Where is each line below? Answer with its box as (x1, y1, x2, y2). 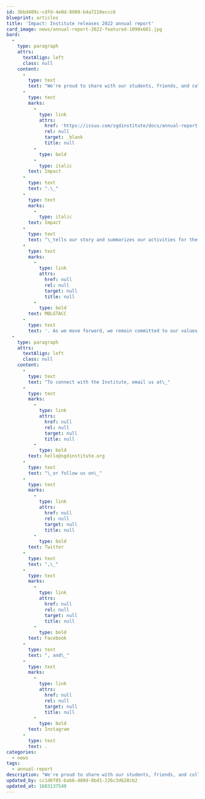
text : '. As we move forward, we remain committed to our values (28, 328, 198, 334)
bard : (6, 32, 20, 38)
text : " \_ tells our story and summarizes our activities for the (28, 236, 198, 242)
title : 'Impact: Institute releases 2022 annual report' (6, 20, 154, 26)
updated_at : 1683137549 (6, 783, 67, 789)
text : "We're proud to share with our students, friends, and (28, 83, 190, 89)
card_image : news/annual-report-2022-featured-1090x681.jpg (6, 26, 163, 32)
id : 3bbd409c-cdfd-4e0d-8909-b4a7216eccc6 (6, 9, 116, 15)
